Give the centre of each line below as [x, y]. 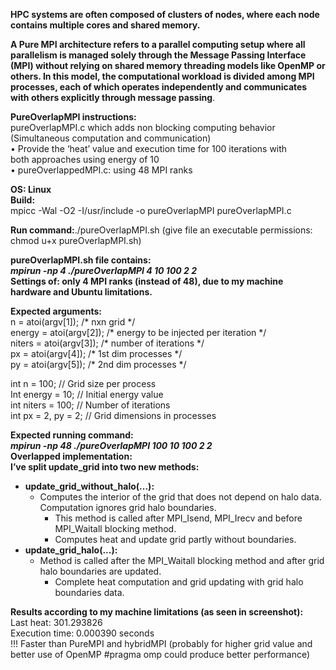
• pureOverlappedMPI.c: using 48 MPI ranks [101, 170]
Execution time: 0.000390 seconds [82, 633]
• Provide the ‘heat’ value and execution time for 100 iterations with [149, 148]
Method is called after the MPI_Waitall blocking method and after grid [182, 560]
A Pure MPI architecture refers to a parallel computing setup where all [158, 44]
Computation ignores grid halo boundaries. [128, 507]
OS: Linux [31, 189]
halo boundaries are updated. [100, 571]
